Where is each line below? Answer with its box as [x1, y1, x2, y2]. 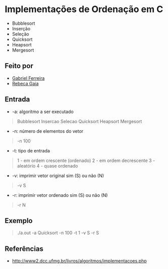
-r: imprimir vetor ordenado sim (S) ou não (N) [12, 192, 108, 198]
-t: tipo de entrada [12, 147, 50, 153]
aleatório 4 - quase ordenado [17, 163, 79, 169]
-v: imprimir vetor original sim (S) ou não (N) [12, 173, 104, 179]
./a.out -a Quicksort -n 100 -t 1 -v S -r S [17, 230, 99, 236]
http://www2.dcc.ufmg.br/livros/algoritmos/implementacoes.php [12, 258, 147, 264]
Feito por [5, 62, 33, 70]
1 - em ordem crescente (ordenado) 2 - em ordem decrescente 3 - [17, 157, 155, 164]
